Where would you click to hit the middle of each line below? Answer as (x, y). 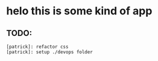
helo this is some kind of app (79, 11)
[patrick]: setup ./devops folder (50, 52)
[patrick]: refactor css (37, 47)
